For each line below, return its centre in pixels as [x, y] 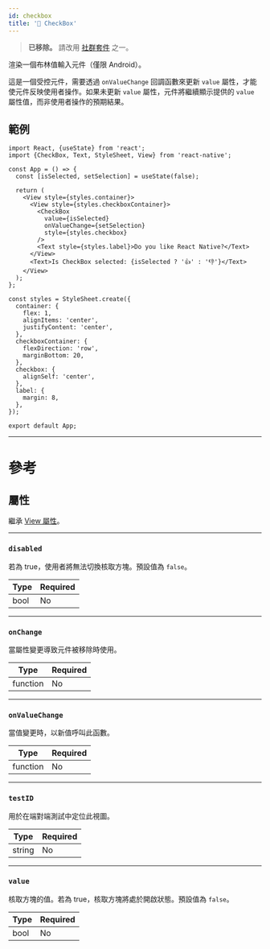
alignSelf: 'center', [59, 377]
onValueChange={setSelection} [95, 226]
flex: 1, [37, 314]
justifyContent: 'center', [68, 328]
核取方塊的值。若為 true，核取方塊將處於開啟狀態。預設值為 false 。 [121, 899]
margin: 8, [41, 398]
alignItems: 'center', [61, 320]
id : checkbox [30, 16]
